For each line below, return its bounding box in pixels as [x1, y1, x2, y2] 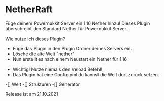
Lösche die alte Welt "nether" [12, 51, 75, 57]
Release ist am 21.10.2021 [5, 91, 58, 97]
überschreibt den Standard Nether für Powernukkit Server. [5, 25, 128, 31]
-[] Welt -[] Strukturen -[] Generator [5, 81, 80, 87]
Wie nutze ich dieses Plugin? [5, 36, 65, 42]
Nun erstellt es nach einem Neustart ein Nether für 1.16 [12, 56, 127, 62]
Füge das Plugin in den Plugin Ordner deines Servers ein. [12, 45, 133, 51]
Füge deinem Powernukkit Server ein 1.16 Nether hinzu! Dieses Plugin [5, 20, 150, 26]
